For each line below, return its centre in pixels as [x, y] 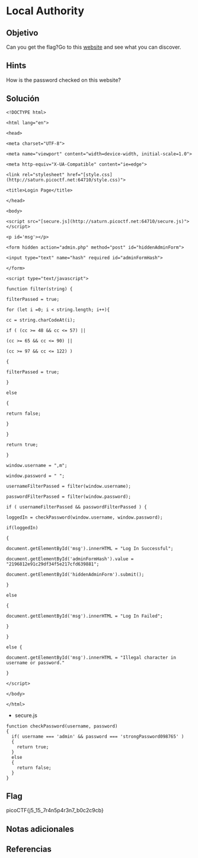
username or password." [36, 663]
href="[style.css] [90, 174]
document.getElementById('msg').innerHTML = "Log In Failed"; [84, 616]
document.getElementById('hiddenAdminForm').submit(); [75, 574]
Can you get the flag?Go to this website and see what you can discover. [94, 47]
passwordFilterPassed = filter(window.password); [69, 497]
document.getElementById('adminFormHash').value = [70, 559]
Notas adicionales [40, 829]
